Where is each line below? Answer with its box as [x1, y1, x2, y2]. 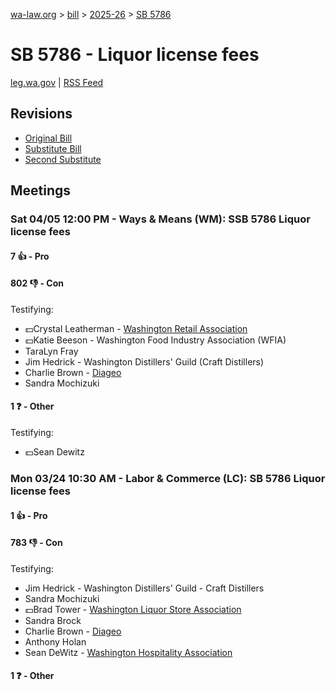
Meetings [10, 182, 72, 199]
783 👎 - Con [10, 537, 63, 549]
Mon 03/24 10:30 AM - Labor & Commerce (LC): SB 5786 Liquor [10, 471, 326, 485]
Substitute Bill [24, 142, 82, 154]
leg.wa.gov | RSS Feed [10, 76, 104, 88]
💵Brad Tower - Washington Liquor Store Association [24, 603, 242, 615]
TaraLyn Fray [24, 345, 79, 357]
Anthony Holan [24, 635, 87, 648]
